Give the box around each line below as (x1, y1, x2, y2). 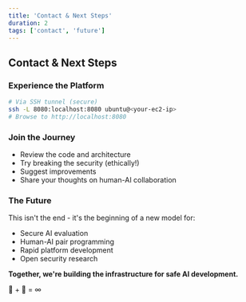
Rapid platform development (19, 245, 113, 255)
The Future (8, 194, 52, 206)
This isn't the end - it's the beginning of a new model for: (8, 213, 196, 223)
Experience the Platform (8, 80, 105, 91)
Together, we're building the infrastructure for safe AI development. (8, 269, 239, 279)
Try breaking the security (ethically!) (19, 158, 140, 167)
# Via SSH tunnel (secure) (8, 98, 98, 106)
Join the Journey (8, 131, 76, 143)
